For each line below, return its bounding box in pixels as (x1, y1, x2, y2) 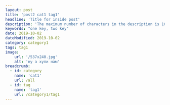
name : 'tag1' (14, 87, 42, 92)
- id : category (10, 69, 42, 74)
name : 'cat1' (14, 73, 42, 78)
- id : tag (10, 82, 30, 87)
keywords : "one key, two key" (5, 26, 69, 31)
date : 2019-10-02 (5, 31, 42, 36)
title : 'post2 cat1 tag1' (5, 12, 60, 17)
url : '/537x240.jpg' (14, 54, 58, 60)
